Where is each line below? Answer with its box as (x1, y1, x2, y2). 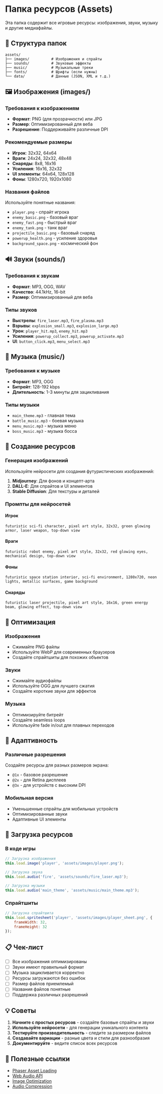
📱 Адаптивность (5, 737, 58, 745)
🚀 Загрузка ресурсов (5, 830, 73, 839)
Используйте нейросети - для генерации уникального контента (12, 1025, 148, 1031)
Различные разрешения (5, 751, 66, 758)
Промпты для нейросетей (5, 501, 71, 507)
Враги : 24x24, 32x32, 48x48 (12, 155, 72, 161)
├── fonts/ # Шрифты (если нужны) (5, 69, 98, 74)
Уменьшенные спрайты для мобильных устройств (12, 805, 118, 812)
